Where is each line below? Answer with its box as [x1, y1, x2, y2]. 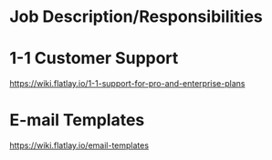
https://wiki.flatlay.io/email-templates [9, 140, 149, 151]
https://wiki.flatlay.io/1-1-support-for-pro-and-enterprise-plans [9, 78, 246, 89]
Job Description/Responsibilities [9, 6, 263, 27]
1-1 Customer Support [9, 48, 179, 69]
